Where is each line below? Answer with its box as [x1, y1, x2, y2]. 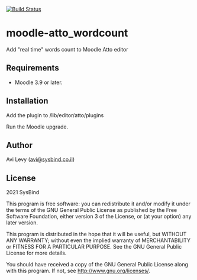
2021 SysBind [6, 189, 40, 196]
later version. [6, 219, 38, 226]
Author [6, 140, 33, 150]
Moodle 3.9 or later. [14, 79, 63, 86]
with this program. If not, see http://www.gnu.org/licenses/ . [6, 267, 151, 275]
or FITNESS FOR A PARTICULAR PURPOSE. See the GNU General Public [6, 243, 182, 250]
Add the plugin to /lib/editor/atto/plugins [6, 111, 104, 118]
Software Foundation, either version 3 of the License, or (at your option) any [6, 213, 192, 220]
